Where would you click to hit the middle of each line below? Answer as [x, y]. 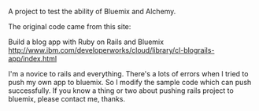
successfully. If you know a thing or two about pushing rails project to [121, 91]
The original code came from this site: [70, 26]
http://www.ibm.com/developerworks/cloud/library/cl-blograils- [111, 50]
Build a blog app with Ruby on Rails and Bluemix [86, 42]
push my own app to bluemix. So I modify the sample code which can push [130, 82]
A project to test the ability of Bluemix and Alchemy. [92, 11]
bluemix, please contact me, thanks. [67, 99]
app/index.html [33, 59]
